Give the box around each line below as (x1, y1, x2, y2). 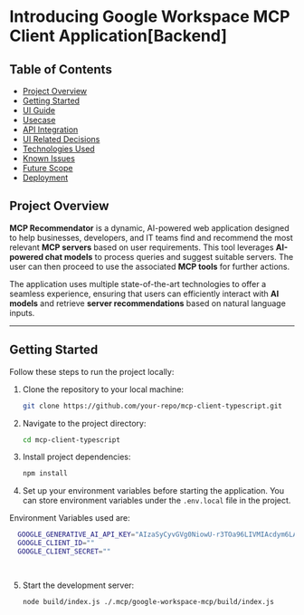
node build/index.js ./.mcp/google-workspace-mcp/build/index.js (22, 597, 274, 606)
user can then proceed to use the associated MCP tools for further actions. (9, 261, 290, 272)
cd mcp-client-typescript (22, 435, 120, 445)
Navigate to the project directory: (22, 418, 147, 428)
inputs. (9, 307, 35, 318)
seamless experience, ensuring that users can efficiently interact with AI (9, 288, 280, 299)
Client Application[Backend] (9, 25, 228, 46)
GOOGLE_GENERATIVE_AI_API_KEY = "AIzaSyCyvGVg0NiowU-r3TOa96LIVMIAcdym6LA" (17, 530, 301, 540)
